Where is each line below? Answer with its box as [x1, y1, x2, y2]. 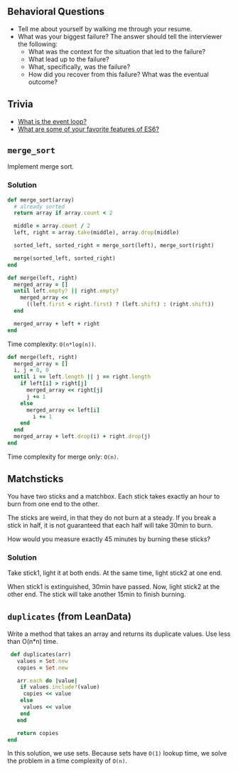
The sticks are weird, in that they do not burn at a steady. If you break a [7, 513, 217, 522]
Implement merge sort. [7, 162, 75, 171]
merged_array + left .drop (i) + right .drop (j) [13, 433, 151, 440]
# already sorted [13, 203, 65, 210]
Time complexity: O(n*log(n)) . [7, 340, 97, 348]
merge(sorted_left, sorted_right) [13, 254, 116, 262]
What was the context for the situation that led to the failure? [28, 47, 206, 56]
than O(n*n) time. [7, 637, 58, 645]
